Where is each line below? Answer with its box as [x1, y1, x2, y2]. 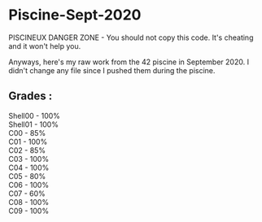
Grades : [8, 89, 53, 103]
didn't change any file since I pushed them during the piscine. [8, 65, 216, 75]
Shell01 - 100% [8, 120, 59, 129]
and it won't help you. [8, 41, 81, 50]
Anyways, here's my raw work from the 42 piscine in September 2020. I [8, 57, 250, 67]
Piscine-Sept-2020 [8, 6, 142, 24]
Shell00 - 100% [8, 111, 61, 120]
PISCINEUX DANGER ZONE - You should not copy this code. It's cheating [8, 33, 254, 42]
